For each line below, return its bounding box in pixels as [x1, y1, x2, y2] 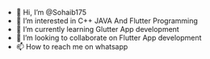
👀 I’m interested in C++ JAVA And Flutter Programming [15, 16, 198, 26]
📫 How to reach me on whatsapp [15, 42, 128, 51]
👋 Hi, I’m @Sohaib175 [15, 8, 87, 17]
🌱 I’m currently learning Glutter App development [15, 25, 179, 33]
